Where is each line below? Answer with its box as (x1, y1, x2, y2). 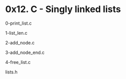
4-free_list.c (5, 59, 31, 65)
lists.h (5, 69, 18, 75)
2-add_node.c (5, 39, 35, 46)
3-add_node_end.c (5, 49, 45, 55)
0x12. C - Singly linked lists (5, 4, 121, 15)
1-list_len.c (5, 30, 28, 36)
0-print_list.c (5, 20, 32, 26)
